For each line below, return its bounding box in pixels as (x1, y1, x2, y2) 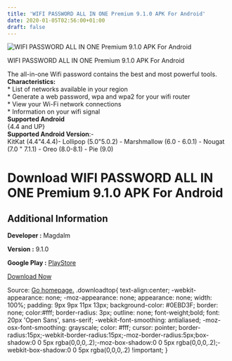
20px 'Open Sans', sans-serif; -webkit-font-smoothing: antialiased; (7, 316, 202, 324)
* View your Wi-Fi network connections (7, 100, 122, 109)
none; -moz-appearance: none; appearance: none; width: (45, 293, 212, 302)
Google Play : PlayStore (7, 259, 76, 267)
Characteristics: (7, 78, 56, 86)
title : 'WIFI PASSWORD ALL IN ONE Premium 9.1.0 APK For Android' (7, 10, 206, 18)
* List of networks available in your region (7, 85, 128, 94)
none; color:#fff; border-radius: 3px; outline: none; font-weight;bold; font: (7, 308, 220, 317)
